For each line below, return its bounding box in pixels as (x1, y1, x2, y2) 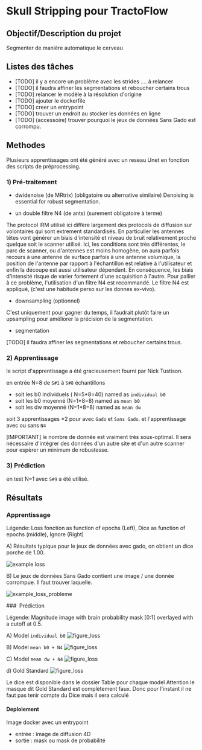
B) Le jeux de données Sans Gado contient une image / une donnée (6, 572, 175, 580)
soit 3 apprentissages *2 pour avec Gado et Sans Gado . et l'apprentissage (6, 415, 186, 423)
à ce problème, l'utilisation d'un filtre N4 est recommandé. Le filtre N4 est (6, 279, 189, 286)
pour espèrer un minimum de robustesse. (6, 446, 109, 454)
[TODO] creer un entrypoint (14, 103, 84, 111)
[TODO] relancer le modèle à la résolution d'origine (14, 91, 142, 98)
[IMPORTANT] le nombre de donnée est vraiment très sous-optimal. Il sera (6, 434, 191, 441)
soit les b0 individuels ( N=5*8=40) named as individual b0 (14, 391, 166, 398)
